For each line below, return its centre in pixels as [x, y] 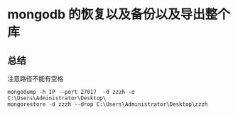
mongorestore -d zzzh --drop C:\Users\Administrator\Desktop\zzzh [108, 104]
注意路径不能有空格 [36, 79]
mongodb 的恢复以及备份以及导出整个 [119, 14]
